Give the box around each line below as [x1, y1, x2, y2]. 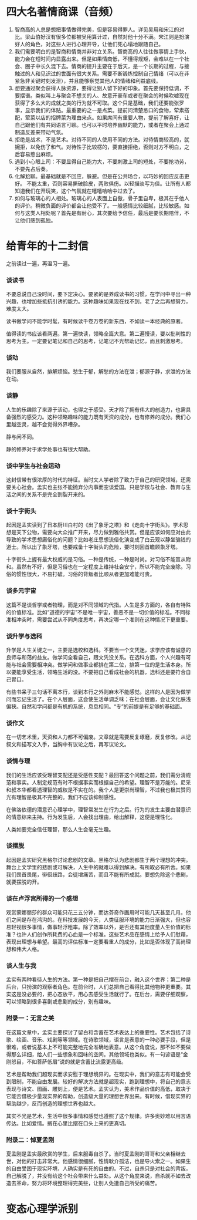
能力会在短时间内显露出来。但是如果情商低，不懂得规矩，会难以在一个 [14, 55, 185, 62]
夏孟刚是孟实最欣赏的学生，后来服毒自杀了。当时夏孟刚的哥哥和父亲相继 [6, 1150, 181, 1157]
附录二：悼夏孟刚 [6, 1135, 55, 1144]
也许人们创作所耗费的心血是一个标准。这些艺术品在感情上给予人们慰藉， [16, 931, 191, 938]
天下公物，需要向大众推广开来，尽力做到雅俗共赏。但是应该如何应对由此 [16, 529, 191, 536]
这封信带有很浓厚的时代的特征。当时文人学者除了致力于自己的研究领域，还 [6, 476, 186, 483]
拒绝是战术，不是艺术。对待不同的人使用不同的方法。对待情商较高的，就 [14, 136, 189, 143]
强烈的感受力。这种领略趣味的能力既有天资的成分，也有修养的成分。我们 [11, 413, 186, 420]
